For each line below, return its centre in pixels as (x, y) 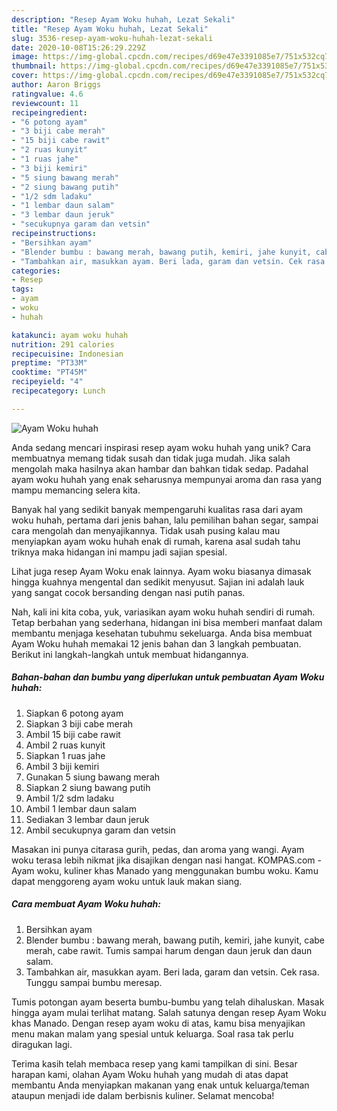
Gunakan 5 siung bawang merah (93, 777)
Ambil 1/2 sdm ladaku (70, 798)
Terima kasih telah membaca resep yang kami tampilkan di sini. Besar (154, 1063)
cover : (25, 76)
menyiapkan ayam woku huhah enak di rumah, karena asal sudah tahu (156, 541)
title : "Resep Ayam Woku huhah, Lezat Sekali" (110, 29)
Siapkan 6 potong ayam (74, 713)
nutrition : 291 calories (63, 344)
